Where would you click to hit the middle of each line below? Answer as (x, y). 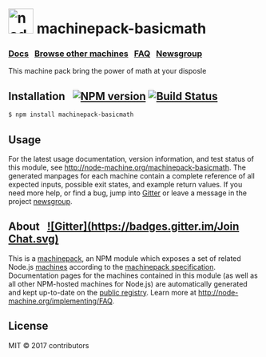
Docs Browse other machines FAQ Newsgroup (105, 54)
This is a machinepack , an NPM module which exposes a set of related (125, 258)
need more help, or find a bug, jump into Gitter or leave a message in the (128, 193)
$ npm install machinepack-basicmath (71, 115)
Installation (37, 96)
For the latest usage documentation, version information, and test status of (131, 158)
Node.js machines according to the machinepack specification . (112, 267)
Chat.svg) (34, 239)
